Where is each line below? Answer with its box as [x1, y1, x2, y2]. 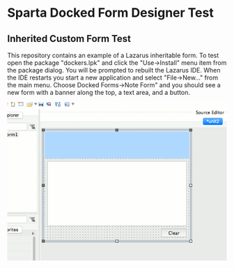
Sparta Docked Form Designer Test [7, 5, 214, 21]
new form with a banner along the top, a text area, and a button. [7, 89, 190, 96]
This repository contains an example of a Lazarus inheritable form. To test [7, 51, 219, 59]
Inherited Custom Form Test [7, 33, 131, 45]
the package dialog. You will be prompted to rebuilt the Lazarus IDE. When [7, 66, 221, 74]
